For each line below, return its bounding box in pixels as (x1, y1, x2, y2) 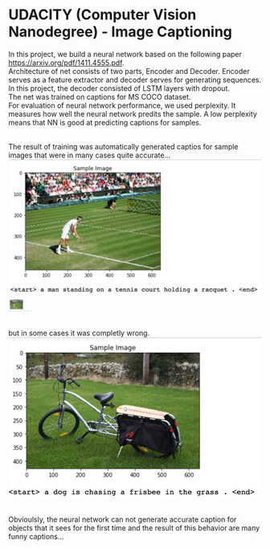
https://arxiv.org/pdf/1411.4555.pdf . (8, 58, 125, 68)
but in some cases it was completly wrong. (8, 328, 150, 338)
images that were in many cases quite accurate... (8, 150, 171, 160)
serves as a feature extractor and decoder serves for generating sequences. (8, 75, 262, 84)
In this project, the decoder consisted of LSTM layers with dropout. (8, 83, 231, 93)
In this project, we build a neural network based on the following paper (8, 49, 243, 59)
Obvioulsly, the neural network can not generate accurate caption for (8, 514, 237, 524)
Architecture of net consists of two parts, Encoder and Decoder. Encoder (8, 66, 251, 76)
